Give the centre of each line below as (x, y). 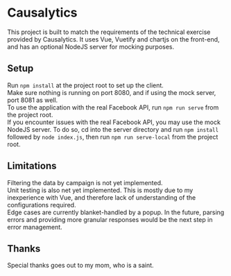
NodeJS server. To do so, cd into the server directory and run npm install (113, 129)
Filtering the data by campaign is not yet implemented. (85, 182)
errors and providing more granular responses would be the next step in (110, 219)
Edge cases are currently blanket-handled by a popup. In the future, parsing (116, 212)
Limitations (32, 166)
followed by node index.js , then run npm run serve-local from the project (113, 137)
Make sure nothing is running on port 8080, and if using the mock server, (112, 92)
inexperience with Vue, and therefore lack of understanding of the (102, 197)
